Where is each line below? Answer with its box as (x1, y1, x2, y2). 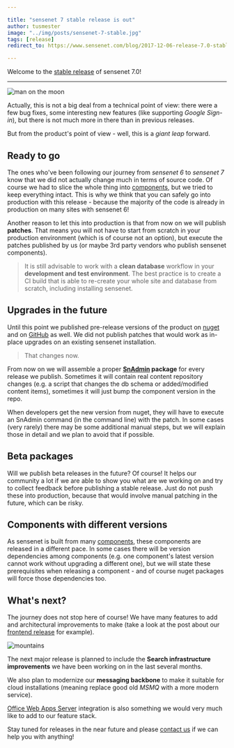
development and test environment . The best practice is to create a (24, 269, 221, 278)
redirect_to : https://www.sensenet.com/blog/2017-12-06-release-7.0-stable (7, 43, 232, 50)
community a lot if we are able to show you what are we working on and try (7, 476, 224, 485)
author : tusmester (7, 22, 61, 30)
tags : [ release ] (7, 36, 54, 43)
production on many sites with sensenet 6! (7, 205, 130, 214)
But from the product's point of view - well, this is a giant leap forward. (7, 130, 210, 138)
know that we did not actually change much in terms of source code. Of (7, 175, 213, 184)
